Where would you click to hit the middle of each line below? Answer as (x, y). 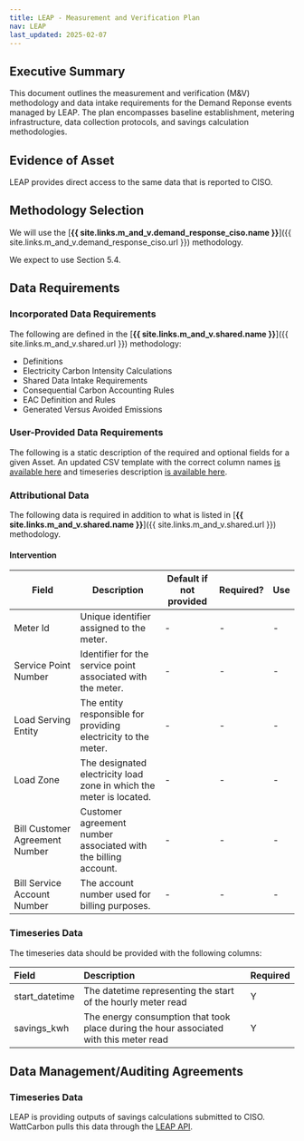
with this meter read (126, 1039)
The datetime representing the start (159, 990)
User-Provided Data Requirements (86, 433)
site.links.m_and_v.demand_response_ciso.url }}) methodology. (127, 242)
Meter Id (32, 629)
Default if (187, 579)
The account (107, 883)
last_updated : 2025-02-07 (58, 34)
